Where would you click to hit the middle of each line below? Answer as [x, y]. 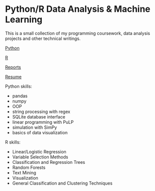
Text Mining [24, 172]
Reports [13, 67]
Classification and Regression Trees [48, 162]
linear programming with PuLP [43, 122]
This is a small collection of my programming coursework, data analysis [77, 33]
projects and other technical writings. [43, 38]
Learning [24, 19]
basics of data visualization [40, 132]
